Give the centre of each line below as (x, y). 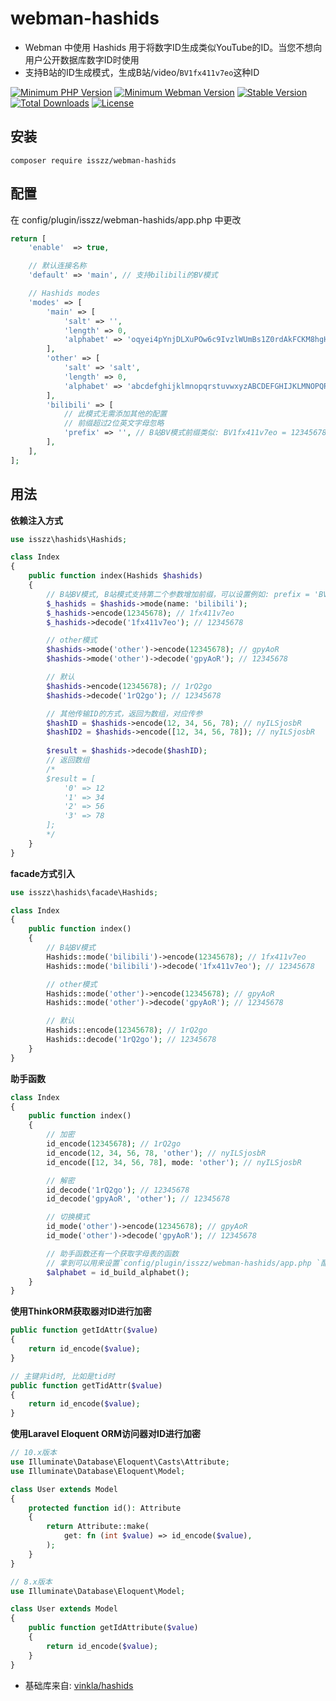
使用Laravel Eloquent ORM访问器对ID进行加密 (106, 1434)
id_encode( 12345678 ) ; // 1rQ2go (114, 1144)
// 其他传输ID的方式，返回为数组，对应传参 (124, 713)
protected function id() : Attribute (105, 1508)
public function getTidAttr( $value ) (86, 1385)
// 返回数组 (68, 760)
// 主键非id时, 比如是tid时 (62, 1376)
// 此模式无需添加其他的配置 (115, 414)
